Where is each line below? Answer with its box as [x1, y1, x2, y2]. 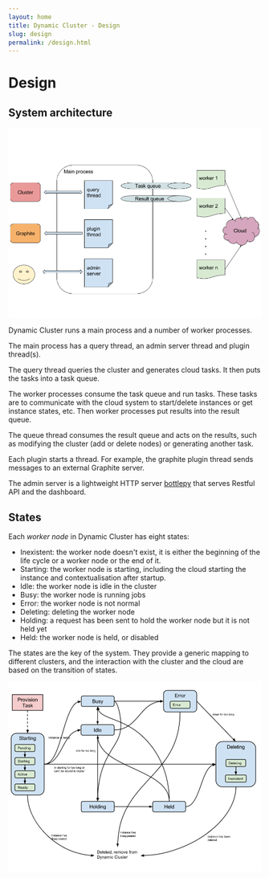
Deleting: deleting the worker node [19, 607, 135, 617]
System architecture [8, 105, 113, 120]
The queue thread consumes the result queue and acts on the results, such [8, 431, 257, 440]
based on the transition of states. [8, 665, 118, 675]
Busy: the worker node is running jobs [19, 590, 146, 600]
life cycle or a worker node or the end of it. [19, 556, 161, 566]
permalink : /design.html [8, 39, 92, 47]
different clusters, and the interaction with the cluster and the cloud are [8, 657, 244, 667]
